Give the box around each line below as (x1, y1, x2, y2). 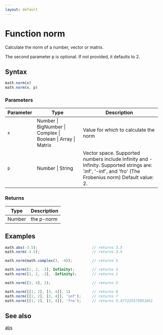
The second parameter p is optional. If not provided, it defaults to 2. (5, 54, 140, 59)
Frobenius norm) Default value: (83, 174, 154, 181)
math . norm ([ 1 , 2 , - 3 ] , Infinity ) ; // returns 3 (5, 267, 118, 272)
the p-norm (31, 215, 58, 222)
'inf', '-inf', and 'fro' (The (83, 168, 141, 175)
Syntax (5, 68, 27, 76)
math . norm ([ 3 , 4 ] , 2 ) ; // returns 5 (5, 280, 118, 285)
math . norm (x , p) (5, 85, 38, 90)
